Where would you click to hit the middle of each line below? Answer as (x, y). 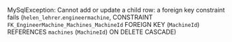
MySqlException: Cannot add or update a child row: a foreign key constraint (116, 10)
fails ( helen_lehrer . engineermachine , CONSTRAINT (80, 17)
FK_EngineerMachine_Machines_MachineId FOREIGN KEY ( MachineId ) (103, 24)
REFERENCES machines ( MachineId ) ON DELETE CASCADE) (92, 32)
